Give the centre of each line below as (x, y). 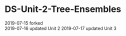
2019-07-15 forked (24, 23)
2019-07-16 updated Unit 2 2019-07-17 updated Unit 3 (61, 28)
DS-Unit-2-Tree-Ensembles (63, 9)
